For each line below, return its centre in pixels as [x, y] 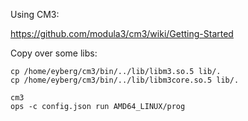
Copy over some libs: [54, 53]
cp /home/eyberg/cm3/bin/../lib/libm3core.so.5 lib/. [125, 80]
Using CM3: [35, 14]
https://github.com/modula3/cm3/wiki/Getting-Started [122, 33]
